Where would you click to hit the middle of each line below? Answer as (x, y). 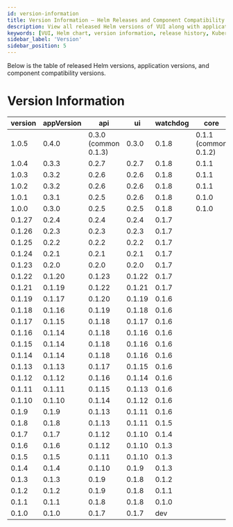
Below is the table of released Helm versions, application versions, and (108, 66)
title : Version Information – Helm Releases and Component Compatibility (116, 20)
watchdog (172, 123)
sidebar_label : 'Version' (44, 40)
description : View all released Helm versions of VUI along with (103, 26)
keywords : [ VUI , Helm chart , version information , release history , (108, 33)
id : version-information (43, 14)
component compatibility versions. (57, 73)
